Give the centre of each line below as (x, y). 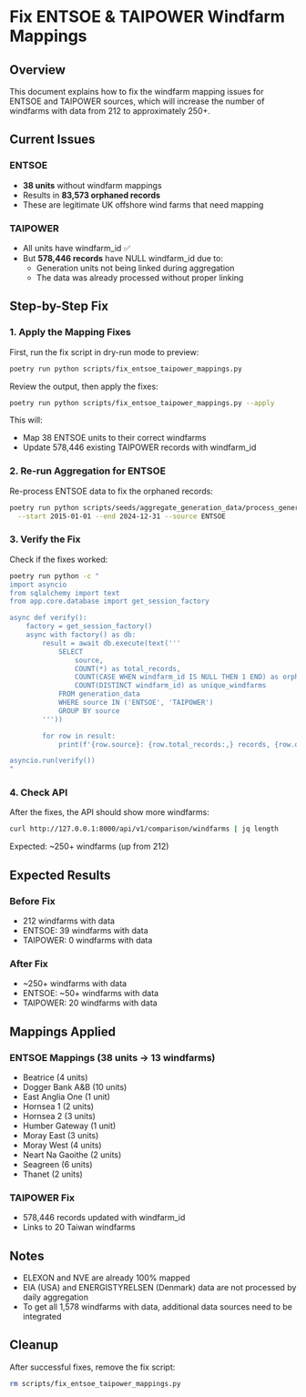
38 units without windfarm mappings (92, 185)
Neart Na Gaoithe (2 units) (72, 1155)
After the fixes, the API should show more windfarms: (109, 812)
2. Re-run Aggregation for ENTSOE (88, 471)
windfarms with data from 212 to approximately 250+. (110, 111)
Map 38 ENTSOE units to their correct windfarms (114, 438)
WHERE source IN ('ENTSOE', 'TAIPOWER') (136, 703)
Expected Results (60, 875)
